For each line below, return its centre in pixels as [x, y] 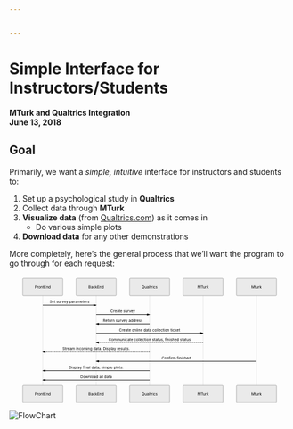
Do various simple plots [78, 227]
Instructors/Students [89, 88]
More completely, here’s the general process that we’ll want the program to [147, 253]
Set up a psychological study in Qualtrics [98, 198]
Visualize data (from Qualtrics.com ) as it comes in [114, 217]
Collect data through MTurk [73, 208]
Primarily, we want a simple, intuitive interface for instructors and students [146, 171]
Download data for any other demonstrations [105, 236]
